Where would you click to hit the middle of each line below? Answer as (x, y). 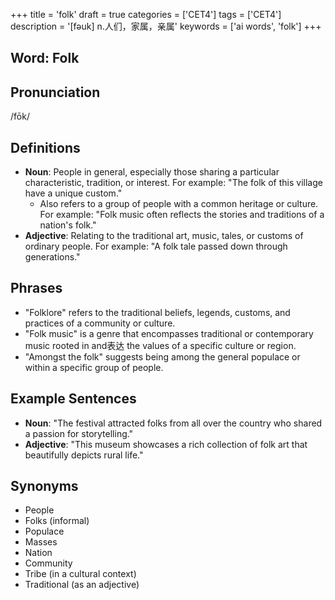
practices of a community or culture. (100, 323)
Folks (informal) (57, 521)
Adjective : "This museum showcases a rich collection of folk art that (166, 444)
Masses (41, 542)
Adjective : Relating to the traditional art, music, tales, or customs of (164, 236)
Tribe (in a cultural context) (80, 574)
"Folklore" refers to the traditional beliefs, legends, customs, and (157, 312)
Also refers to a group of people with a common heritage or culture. (179, 204)
